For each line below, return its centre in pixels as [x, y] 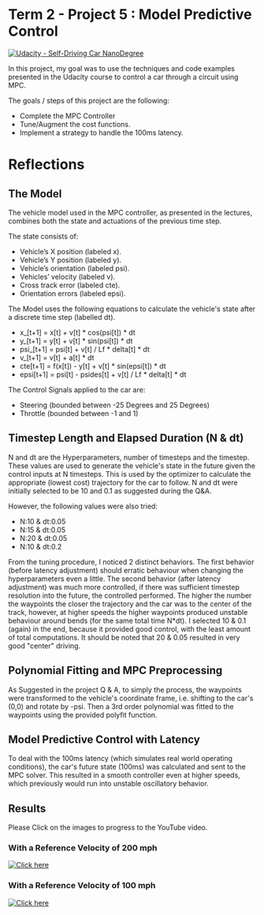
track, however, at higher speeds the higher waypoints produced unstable [128, 612]
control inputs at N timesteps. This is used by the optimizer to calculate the [130, 474]
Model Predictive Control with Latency [104, 739]
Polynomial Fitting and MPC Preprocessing [115, 671]
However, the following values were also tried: [83, 506]
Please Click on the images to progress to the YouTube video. [108, 827]
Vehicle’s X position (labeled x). [71, 251]
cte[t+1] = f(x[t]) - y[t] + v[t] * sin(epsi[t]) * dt [93, 366]
